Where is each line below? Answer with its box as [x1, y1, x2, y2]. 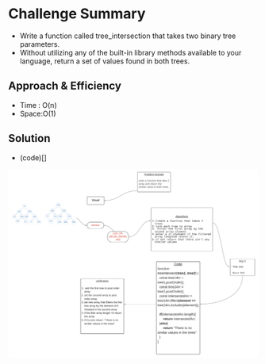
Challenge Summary [8, 5, 146, 23]
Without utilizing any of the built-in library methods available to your [19, 48, 242, 57]
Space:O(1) [19, 109, 57, 118]
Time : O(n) [19, 100, 57, 109]
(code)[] [19, 152, 48, 163]
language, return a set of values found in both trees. [19, 56, 190, 66]
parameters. [19, 39, 60, 48]
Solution [8, 132, 51, 145]
